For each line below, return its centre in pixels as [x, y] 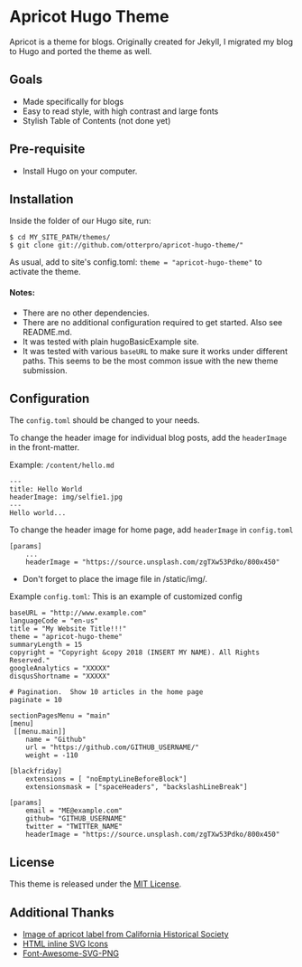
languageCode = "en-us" [54, 621]
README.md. [47, 332]
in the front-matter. [44, 447]
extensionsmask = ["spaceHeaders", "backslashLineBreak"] [137, 787]
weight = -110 [52, 756]
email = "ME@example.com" [74, 811]
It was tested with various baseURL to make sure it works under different [155, 351]
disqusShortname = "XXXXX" [60, 676]
